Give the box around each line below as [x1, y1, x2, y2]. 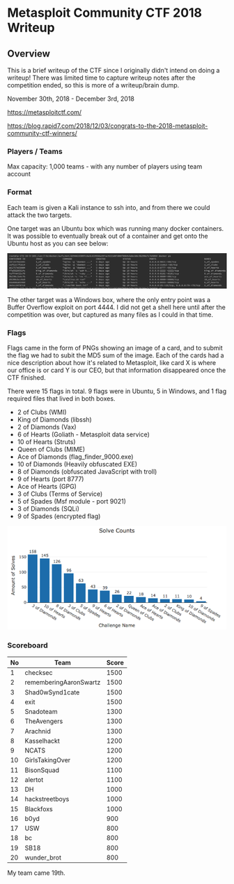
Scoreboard [7, 641, 48, 650]
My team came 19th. [7, 869, 66, 877]
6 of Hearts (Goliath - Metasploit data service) [17, 430, 150, 439]
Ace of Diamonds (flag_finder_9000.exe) [17, 452, 134, 461]
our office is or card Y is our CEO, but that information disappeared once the [7, 366, 226, 375]
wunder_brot [24, 853, 61, 862]
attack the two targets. [7, 211, 72, 219]
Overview [7, 48, 51, 59]
